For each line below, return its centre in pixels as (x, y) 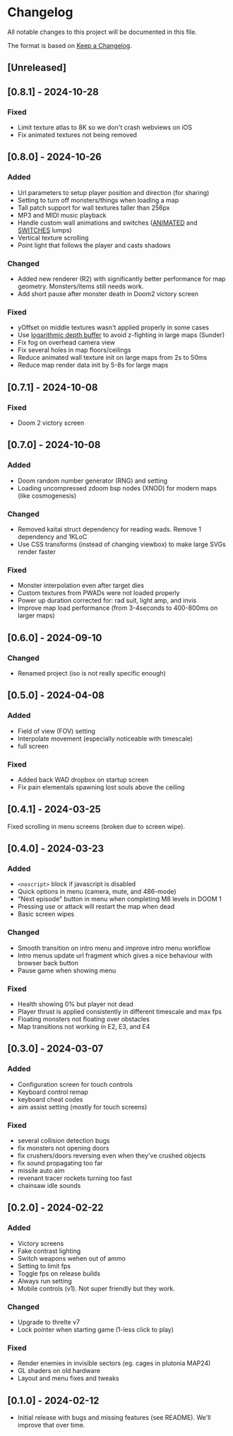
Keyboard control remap (53, 1092)
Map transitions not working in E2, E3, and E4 (84, 1027)
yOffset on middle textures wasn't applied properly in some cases (113, 328)
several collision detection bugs (64, 1141)
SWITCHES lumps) (44, 230)
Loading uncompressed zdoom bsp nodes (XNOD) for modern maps (117, 488)
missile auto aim (41, 1171)
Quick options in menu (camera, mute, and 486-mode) (97, 892)
